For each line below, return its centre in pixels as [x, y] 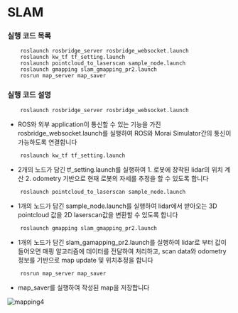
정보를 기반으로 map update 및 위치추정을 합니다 [86, 260]
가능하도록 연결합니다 [47, 142]
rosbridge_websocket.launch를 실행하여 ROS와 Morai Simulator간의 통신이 [124, 133]
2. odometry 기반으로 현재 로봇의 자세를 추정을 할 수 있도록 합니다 [117, 178]
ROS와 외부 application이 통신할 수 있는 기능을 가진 [89, 124]
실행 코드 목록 [29, 36]
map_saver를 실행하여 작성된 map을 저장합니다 [83, 287]
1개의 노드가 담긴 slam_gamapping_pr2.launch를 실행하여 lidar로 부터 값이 [122, 242]
